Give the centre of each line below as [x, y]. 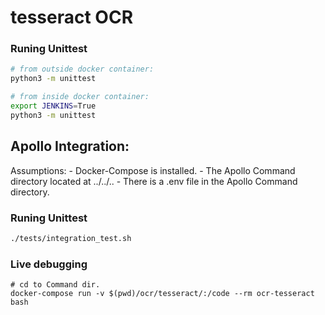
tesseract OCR [72, 17]
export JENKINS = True [53, 106]
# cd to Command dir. [55, 285]
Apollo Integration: [70, 146]
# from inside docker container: [80, 97]
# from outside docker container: [82, 69]
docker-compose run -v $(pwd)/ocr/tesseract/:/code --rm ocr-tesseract [162, 294]
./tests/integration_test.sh [71, 238]
